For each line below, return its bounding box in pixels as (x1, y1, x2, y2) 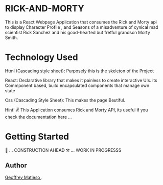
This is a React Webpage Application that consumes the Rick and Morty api (5, 19, 157, 25)
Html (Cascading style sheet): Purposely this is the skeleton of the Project (5, 68, 154, 74)
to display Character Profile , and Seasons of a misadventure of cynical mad (5, 24, 159, 30)
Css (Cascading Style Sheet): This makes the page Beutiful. (5, 97, 126, 103)
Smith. (5, 35, 18, 41)
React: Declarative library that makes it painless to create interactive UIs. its (5, 77, 158, 83)
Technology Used (5, 52, 78, 63)
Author (5, 162, 27, 170)
